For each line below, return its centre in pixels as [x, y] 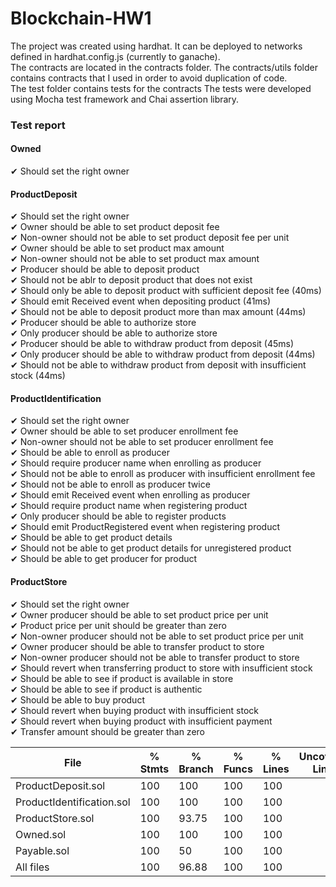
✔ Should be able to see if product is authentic [106, 689]
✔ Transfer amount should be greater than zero [107, 731]
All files [32, 867]
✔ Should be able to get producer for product [104, 559]
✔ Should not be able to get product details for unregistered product [151, 548]
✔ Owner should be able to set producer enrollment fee [124, 431]
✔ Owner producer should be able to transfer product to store [137, 646]
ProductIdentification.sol [73, 802]
